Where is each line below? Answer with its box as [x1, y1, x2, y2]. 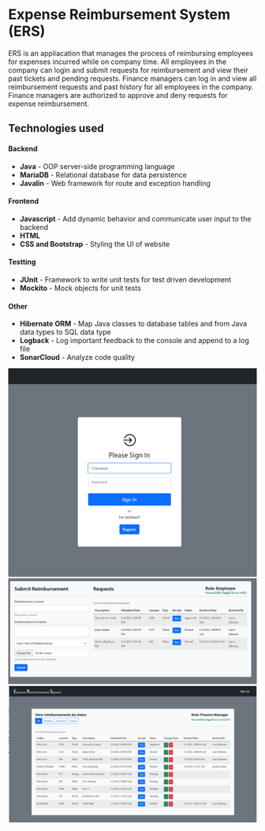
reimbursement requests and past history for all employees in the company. [8, 81, 254, 92]
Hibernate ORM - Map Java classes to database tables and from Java [19, 319, 248, 329]
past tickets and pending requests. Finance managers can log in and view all [8, 74, 257, 83]
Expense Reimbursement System [8, 6, 231, 24]
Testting [8, 257, 36, 266]
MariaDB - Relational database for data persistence [19, 170, 187, 179]
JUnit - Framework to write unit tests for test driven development [19, 274, 231, 284]
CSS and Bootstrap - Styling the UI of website [19, 239, 170, 248]
